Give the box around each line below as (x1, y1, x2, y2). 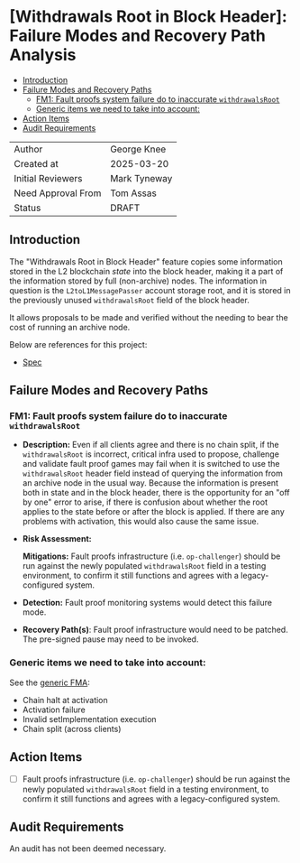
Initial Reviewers (14, 172, 83, 184)
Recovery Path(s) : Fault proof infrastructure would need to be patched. (22, 625, 288, 636)
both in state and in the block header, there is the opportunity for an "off (22, 487, 290, 498)
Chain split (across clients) (22, 723, 122, 734)
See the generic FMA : (9, 677, 90, 688)
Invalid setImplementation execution (22, 713, 157, 724)
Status (14, 201, 41, 214)
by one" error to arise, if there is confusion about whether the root (22, 496, 268, 507)
